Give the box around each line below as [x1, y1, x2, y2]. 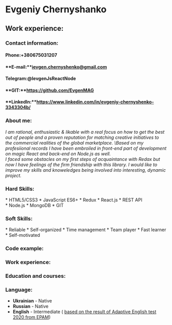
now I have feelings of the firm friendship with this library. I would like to [5, 161, 158, 168]
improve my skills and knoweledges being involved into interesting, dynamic [5, 167, 166, 173]
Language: [5, 286, 33, 293]
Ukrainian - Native [12, 298, 52, 304]
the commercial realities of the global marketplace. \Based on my [5, 139, 144, 146]
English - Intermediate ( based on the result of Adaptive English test [12, 309, 157, 315]
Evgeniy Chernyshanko [5, 4, 106, 15]
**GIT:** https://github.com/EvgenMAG [5, 87, 94, 93]
